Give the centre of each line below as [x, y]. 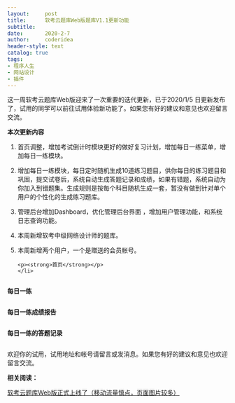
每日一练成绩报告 [32, 312]
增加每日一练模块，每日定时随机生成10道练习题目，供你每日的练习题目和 [122, 171]
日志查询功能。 [39, 221]
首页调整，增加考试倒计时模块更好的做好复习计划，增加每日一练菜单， [119, 147]
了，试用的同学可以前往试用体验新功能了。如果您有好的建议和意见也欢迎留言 [117, 109]
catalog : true [28, 53]
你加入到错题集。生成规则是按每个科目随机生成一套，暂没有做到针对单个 [121, 188]
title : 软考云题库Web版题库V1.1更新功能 [68, 20]
